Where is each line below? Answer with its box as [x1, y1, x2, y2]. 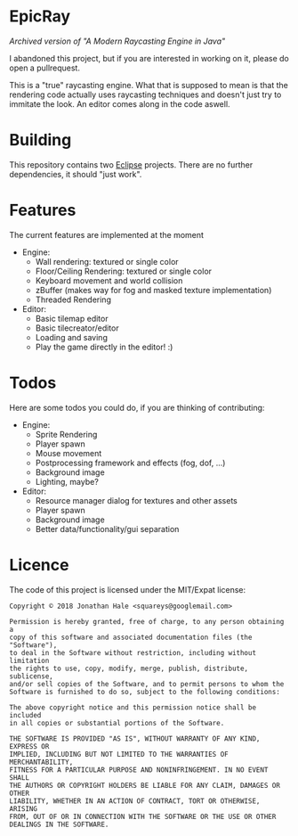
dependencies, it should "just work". [9, 168, 142, 179]
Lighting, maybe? [35, 476, 100, 487]
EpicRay [9, 6, 71, 27]
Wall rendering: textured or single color [35, 256, 180, 266]
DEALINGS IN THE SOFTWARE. [9, 820, 109, 829]
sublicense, [9, 671, 53, 681]
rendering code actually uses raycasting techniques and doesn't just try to [9, 89, 282, 100]
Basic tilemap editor [35, 313, 109, 324]
